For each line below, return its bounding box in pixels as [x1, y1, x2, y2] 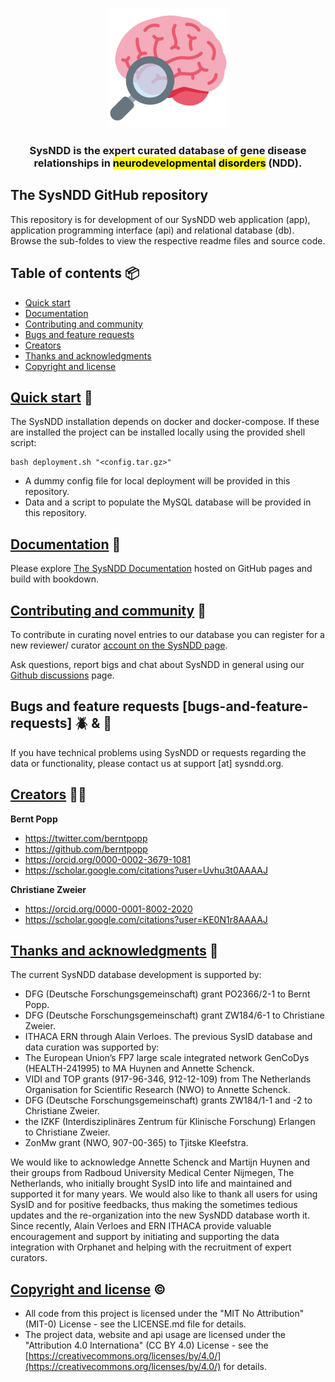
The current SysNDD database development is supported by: [10, 969, 262, 981]
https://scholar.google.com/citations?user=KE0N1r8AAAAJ [24, 913, 268, 925]
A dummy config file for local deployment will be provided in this [24, 475, 291, 487]
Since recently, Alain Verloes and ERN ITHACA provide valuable [10, 1220, 272, 1232]
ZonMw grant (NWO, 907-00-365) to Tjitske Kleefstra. [24, 1137, 249, 1149]
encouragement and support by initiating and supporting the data [10, 1231, 280, 1243]
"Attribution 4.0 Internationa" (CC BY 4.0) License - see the [24, 1339, 269, 1352]
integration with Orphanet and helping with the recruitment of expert [10, 1241, 292, 1253]
